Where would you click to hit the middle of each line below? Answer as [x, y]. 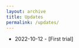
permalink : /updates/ [33, 22]
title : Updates [25, 17]
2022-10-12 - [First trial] [44, 39]
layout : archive [26, 11]
